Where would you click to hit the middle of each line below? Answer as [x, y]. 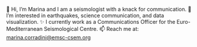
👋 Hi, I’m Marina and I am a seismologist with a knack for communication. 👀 [99, 9]
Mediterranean [25, 29]
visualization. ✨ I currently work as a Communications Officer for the [91, 22]
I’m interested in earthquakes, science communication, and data [85, 15]
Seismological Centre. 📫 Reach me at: [91, 29]
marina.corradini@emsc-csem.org [49, 37]
